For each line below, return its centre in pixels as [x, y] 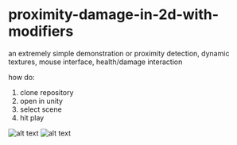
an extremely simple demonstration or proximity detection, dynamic [119, 53]
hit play [32, 117]
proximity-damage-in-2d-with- [113, 15]
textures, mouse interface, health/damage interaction [95, 62]
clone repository [47, 92]
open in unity [41, 101]
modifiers [41, 31]
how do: [21, 77]
